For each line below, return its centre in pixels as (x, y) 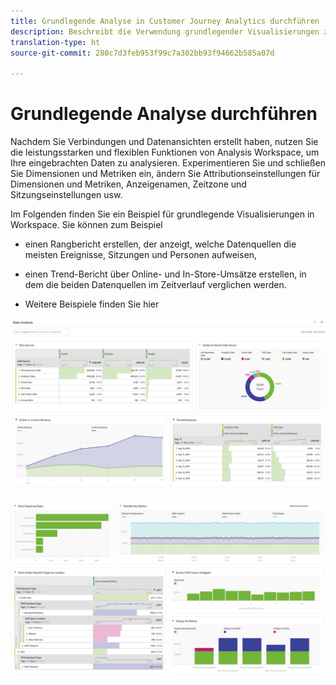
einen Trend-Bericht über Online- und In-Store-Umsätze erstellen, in (165, 274)
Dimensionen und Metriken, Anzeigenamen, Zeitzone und (128, 184)
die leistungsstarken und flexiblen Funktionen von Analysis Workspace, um (165, 152)
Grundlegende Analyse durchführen (164, 114)
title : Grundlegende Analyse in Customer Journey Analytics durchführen (165, 21)
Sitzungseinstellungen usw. (66, 195)
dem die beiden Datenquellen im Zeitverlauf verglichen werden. (155, 285)
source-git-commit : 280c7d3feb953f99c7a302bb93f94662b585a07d (142, 53)
